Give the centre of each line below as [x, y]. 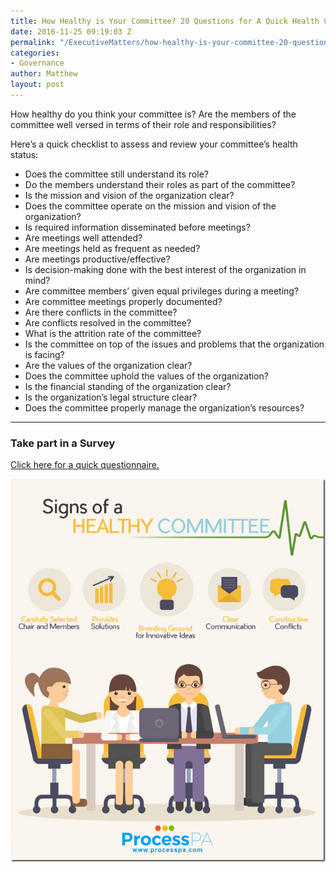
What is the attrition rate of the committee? [113, 333]
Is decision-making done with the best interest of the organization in [165, 269]
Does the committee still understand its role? [116, 174]
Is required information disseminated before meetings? [137, 227]
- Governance [37, 63]
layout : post [37, 85]
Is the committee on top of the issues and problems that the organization [174, 344]
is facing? [44, 354]
